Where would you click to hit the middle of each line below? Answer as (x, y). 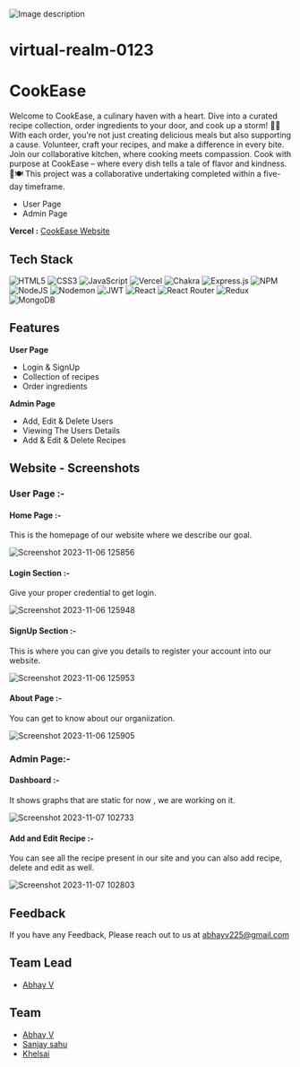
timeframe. (45, 187)
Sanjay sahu (45, 1044)
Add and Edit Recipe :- (51, 838)
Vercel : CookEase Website (60, 231)
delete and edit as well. (52, 868)
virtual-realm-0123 (81, 50)
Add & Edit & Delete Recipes (74, 440)
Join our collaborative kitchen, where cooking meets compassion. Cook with (150, 154)
